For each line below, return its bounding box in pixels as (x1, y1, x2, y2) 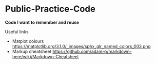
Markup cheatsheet (12, 48, 52, 54)
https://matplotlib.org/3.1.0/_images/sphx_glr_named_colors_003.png (12, 43, 151, 49)
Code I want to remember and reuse (5, 19, 79, 25)
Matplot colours (12, 38, 44, 44)
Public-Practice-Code (5, 3, 96, 15)
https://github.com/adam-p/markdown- (52, 48, 132, 54)
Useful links (5, 29, 29, 34)
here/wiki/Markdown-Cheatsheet (12, 53, 79, 59)
